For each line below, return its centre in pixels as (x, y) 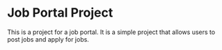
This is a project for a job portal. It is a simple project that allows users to (111, 32)
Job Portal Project (60, 13)
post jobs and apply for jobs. (48, 39)
